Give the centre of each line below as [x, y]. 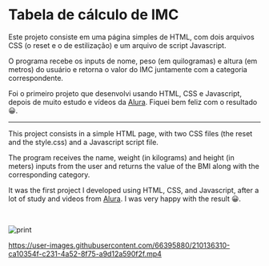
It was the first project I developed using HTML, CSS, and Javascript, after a [134, 190]
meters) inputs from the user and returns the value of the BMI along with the [134, 166]
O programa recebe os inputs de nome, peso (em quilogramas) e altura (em [133, 61]
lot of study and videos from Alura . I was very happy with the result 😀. [125, 199]
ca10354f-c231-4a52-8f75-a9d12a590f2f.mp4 [85, 253]
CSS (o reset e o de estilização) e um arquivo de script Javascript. [117, 45]
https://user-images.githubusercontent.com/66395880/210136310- [119, 245]
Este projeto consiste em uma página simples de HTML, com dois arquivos [131, 37]
